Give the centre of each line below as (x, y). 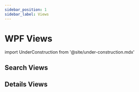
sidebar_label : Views (27, 14)
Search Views (26, 68)
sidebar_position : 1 (26, 10)
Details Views (26, 84)
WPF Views (29, 39)
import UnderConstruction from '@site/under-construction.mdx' (70, 52)
